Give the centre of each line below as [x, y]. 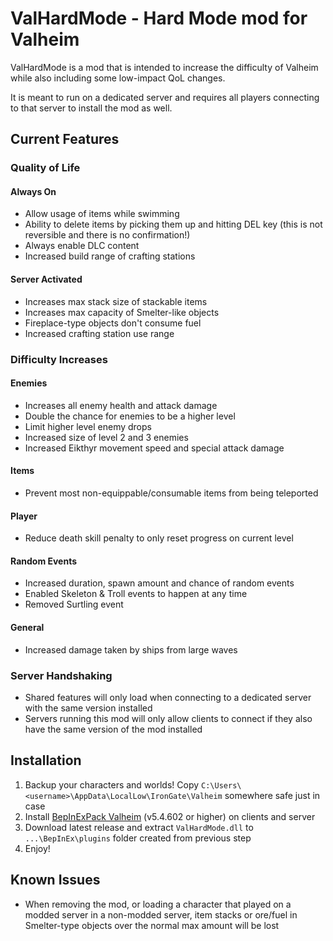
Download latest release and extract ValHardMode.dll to [139, 827]
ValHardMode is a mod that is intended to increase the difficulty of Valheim [164, 67]
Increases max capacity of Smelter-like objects [122, 312]
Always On [33, 191]
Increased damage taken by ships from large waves [131, 649]
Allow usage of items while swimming [102, 214]
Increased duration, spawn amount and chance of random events [159, 583]
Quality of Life [45, 168]
